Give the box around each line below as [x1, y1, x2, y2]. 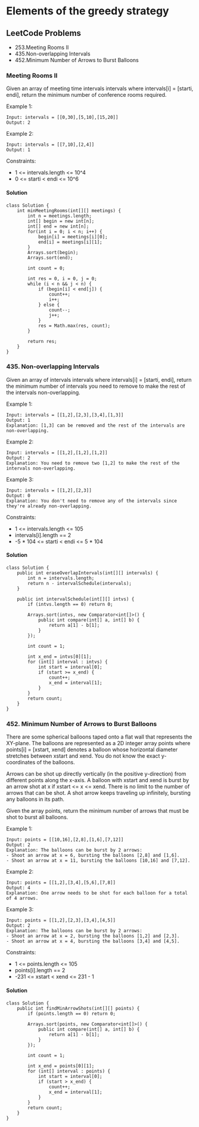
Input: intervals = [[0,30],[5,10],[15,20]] [6, 115, 119, 121]
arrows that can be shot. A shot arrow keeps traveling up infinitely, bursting [6, 789, 191, 797]
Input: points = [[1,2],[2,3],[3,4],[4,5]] [6, 917, 116, 924]
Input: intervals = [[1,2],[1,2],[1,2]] [6, 449, 108, 455]
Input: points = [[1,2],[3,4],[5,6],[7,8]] [6, 880, 116, 886]
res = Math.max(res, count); [38, 323, 111, 329]
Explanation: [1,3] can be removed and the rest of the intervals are [6, 422, 185, 428]
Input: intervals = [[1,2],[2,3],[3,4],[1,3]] [6, 412, 124, 418]
